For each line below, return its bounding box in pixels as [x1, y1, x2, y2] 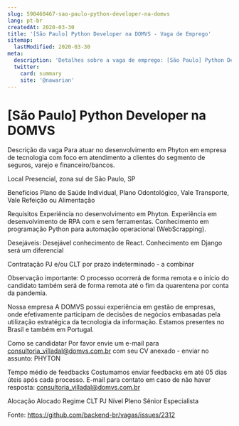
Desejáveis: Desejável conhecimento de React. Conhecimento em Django [7, 239, 223, 247]
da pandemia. [7, 289, 48, 297]
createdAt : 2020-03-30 [7, 23, 75, 31]
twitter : [14, 63, 40, 70]
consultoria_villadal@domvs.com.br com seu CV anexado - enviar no [7, 346, 209, 356]
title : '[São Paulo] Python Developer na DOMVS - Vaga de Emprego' [7, 30, 212, 38]
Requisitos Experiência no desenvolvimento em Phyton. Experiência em [7, 210, 217, 218]
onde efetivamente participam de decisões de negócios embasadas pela [7, 310, 221, 319]
